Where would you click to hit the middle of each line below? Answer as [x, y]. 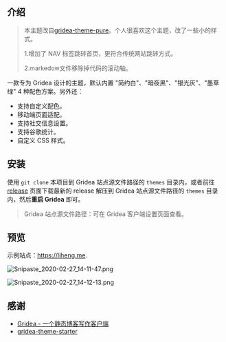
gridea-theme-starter [47, 332]
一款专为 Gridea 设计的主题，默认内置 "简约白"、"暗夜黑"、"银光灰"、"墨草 [113, 83]
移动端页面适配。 [41, 114]
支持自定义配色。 [41, 106]
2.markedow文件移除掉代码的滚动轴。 [78, 68]
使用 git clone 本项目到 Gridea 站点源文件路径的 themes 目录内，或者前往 [111, 182]
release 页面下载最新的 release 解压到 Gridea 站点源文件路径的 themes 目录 [113, 191]
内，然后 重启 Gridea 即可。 [46, 199]
